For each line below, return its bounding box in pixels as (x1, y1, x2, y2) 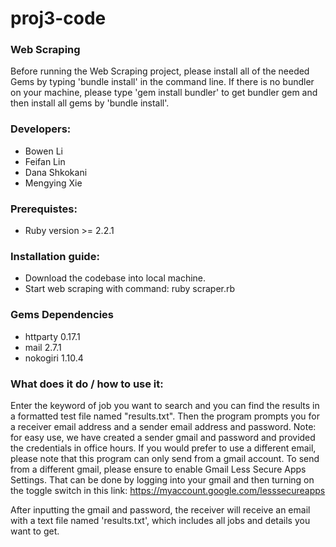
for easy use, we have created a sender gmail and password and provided (10, 431, 316, 443)
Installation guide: (10, 250, 100, 263)
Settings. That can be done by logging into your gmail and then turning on (10, 473, 315, 486)
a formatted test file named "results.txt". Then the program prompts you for (10, 410, 321, 422)
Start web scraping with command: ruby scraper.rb (24, 283, 236, 295)
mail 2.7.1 (24, 341, 62, 353)
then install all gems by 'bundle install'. (10, 97, 170, 109)
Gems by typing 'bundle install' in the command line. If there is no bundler (10, 76, 315, 88)
